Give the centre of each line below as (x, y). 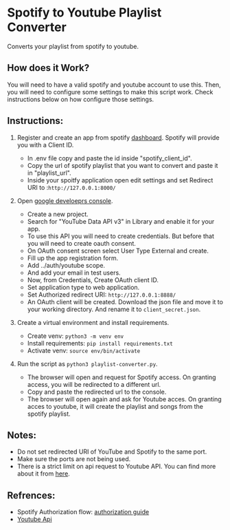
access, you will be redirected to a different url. (94, 384)
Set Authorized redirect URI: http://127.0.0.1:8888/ (102, 295)
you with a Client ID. (45, 145)
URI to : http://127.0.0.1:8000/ (72, 187)
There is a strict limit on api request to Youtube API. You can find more (116, 467)
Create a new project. (58, 214)
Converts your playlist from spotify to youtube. (73, 46)
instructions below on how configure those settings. (81, 99)
